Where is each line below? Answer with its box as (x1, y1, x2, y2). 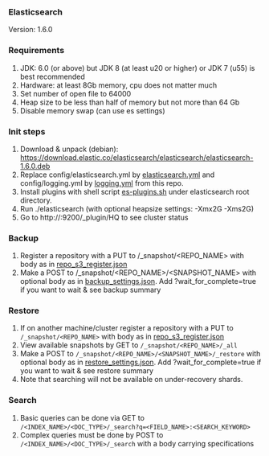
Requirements (8, 45, 65, 56)
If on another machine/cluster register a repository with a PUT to (19, 323, 234, 333)
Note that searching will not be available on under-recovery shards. (19, 375, 243, 384)
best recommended (19, 72, 86, 81)
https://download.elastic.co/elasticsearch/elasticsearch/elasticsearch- (19, 152, 254, 162)
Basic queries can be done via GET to (19, 413, 145, 422)
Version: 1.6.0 (8, 25, 53, 35)
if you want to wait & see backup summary (19, 285, 161, 295)
